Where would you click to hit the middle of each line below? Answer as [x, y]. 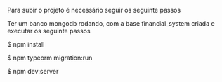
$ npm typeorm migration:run [50, 58]
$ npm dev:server [33, 71]
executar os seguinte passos [49, 31]
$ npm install [26, 44]
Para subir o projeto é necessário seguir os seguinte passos [94, 10]
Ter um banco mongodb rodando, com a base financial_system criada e [111, 23]
